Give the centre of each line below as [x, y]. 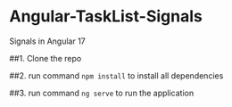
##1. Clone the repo [46, 58]
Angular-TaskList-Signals [106, 16]
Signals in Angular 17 [48, 41]
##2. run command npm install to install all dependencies [116, 75]
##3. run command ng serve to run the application [102, 93]
